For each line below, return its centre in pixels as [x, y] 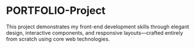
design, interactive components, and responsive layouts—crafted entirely [95, 32]
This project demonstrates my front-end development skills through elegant [97, 27]
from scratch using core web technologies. [58, 39]
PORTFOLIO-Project [56, 11]
